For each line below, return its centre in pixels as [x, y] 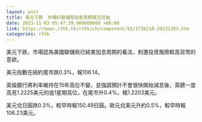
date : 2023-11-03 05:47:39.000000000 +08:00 [63, 23]
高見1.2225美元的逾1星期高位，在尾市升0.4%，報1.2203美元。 [83, 93]
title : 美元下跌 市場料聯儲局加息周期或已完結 [58, 17]
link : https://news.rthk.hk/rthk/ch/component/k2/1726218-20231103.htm [98, 29]
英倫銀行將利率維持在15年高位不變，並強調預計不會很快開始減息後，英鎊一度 [101, 85]
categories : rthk [28, 34]
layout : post [23, 12]
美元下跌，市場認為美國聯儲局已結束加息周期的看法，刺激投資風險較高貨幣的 [101, 52]
